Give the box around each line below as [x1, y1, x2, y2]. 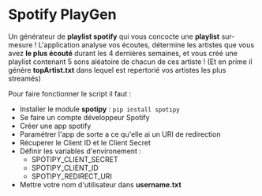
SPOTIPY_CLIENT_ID [31, 163, 99, 172]
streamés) [8, 73, 42, 83]
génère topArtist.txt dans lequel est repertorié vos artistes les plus [8, 65, 226, 74]
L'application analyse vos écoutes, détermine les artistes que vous [38, 40, 255, 49]
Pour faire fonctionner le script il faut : [8, 89, 132, 98]
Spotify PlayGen [8, 6, 117, 24]
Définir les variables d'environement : [19, 146, 142, 156]
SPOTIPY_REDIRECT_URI [31, 171, 113, 181]
